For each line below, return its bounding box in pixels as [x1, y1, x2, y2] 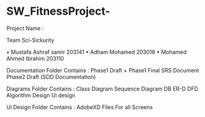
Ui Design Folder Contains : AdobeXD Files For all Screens [6, 103, 153, 111]
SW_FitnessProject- [6, 4, 111, 18]
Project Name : [6, 25, 44, 32]
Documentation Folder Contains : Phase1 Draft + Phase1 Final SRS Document [6, 66, 199, 74]
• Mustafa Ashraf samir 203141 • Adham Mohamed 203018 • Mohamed [6, 48, 187, 56]
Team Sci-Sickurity [6, 36, 54, 43]
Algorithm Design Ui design [6, 91, 75, 99]
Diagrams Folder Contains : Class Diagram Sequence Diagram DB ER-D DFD [6, 85, 199, 92]
